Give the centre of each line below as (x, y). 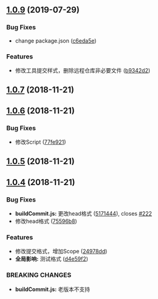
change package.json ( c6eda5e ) (56, 40)
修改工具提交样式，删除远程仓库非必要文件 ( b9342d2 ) (83, 70)
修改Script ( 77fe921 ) (40, 142)
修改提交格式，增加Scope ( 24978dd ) (61, 252)
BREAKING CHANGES (39, 275)
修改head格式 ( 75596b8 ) (46, 221)
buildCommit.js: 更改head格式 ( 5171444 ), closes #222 (84, 214)
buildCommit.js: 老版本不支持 (53, 289)
